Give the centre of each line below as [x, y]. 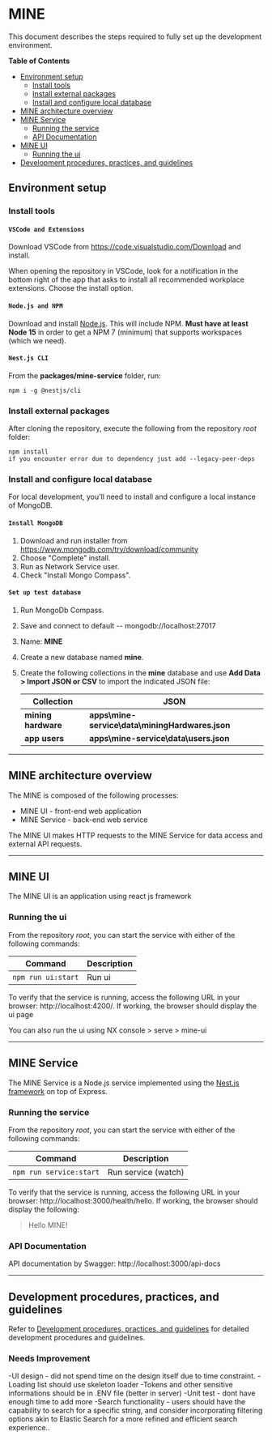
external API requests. [45, 844]
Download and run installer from [74, 540]
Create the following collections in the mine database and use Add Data [140, 672]
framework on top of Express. [58, 1091]
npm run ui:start [46, 977]
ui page [21, 1014]
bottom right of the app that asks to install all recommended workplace [126, 279]
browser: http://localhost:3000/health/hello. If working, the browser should [133, 1200]
